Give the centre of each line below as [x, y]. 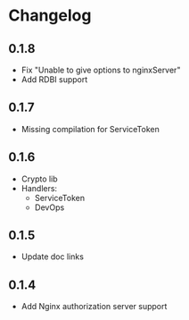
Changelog [50, 16]
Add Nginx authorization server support [94, 307]
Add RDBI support [54, 80]
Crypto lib [40, 179]
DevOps [49, 207]
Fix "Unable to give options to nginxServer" [101, 70]
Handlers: [39, 188]
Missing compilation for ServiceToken [90, 129]
